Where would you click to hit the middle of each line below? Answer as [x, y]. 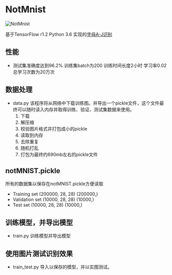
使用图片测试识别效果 [39, 254]
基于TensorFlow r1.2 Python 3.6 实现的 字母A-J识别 [59, 34]
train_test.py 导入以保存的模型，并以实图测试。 [62, 267]
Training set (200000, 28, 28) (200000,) [55, 194]
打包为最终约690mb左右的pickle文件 [59, 154]
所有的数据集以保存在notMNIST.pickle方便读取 [54, 184]
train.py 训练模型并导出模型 [42, 236]
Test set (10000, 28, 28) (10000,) [47, 205]
